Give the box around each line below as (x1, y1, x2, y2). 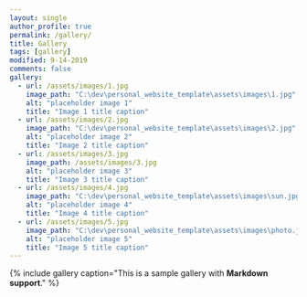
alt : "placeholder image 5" (26, 234, 132, 243)
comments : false (9, 65, 71, 74)
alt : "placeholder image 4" (26, 200, 132, 210)
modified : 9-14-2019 (9, 56, 89, 65)
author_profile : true (9, 22, 92, 31)
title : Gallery (9, 38, 68, 48)
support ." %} (9, 278, 59, 289)
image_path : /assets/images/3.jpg (26, 157, 157, 167)
